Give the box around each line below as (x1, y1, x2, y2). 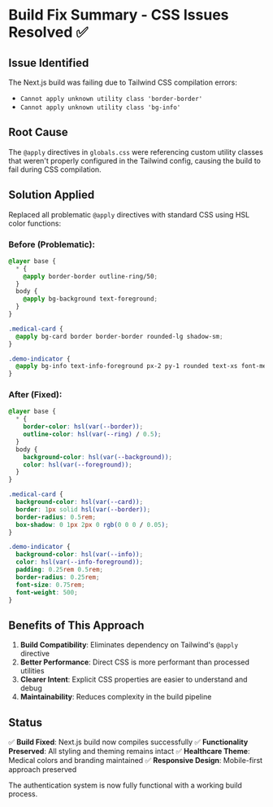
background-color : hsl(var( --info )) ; (15, 550, 144, 559)
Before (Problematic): (8, 239, 96, 250)
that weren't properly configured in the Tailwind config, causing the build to (8, 156, 262, 165)
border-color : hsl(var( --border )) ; (23, 423, 144, 431)
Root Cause (8, 125, 69, 139)
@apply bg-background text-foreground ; (23, 295, 158, 303)
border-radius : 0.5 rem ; (15, 513, 96, 521)
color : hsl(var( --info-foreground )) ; (15, 558, 144, 567)
